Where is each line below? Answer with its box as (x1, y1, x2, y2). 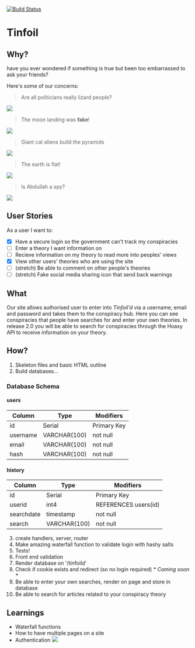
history (6, 466, 25, 473)
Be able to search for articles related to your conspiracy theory (15, 591, 166, 598)
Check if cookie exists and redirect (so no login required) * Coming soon (15, 566, 190, 573)
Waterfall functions (15, 623, 61, 630)
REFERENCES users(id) (96, 501, 160, 509)
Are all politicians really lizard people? (20, 94, 112, 101)
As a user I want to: (6, 226, 53, 234)
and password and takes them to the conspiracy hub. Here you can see (6, 311, 179, 317)
